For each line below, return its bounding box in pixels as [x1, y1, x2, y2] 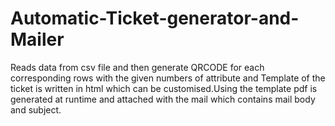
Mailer [10, 28, 65, 51]
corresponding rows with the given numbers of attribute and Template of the [10, 72, 326, 84]
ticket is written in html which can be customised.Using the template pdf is [10, 82, 318, 94]
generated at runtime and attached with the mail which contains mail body [10, 93, 316, 105]
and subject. [10, 103, 62, 116]
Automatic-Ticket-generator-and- [10, 7, 300, 30]
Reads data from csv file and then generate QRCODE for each [10, 61, 265, 73]
